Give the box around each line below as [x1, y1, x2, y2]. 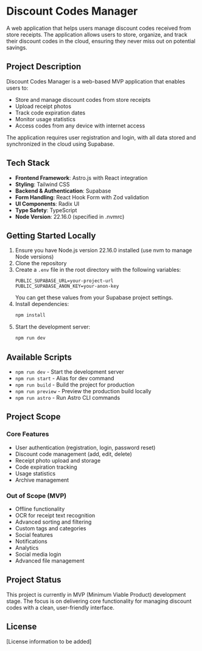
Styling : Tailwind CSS [15, 180, 70, 188]
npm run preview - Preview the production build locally [15, 387, 151, 394]
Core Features [6, 430, 49, 438]
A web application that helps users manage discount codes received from [6, 24, 192, 32]
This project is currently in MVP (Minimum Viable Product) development [6, 591, 186, 598]
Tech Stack [6, 158, 50, 168]
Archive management [15, 476, 69, 483]
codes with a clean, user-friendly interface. [6, 603, 114, 611]
